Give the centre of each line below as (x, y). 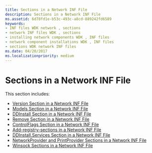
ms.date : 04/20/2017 (26, 51)
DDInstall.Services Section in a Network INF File (61, 135)
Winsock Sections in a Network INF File (52, 146)
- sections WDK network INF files (41, 47)
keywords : (15, 24)
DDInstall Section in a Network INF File (52, 114)
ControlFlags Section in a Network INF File (55, 125)
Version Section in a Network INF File (50, 103)
